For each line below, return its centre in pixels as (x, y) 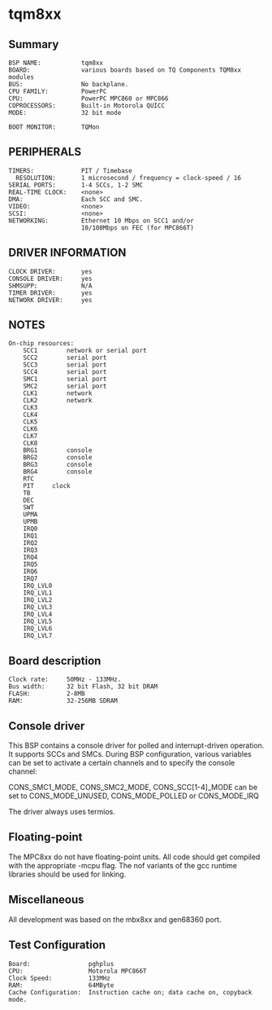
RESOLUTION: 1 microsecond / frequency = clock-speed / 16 (129, 178)
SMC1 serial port (65, 380)
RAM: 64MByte (61, 985)
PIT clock (47, 486)
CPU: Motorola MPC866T (78, 971)
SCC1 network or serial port (85, 351)
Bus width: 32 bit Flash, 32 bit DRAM (83, 687)
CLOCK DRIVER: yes (50, 271)
